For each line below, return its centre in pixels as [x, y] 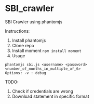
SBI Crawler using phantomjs [34, 22]
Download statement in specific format [50, 96]
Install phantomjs [29, 40]
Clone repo [23, 45]
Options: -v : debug [26, 73]
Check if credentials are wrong [43, 91]
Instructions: [17, 31]
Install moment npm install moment [47, 51]
